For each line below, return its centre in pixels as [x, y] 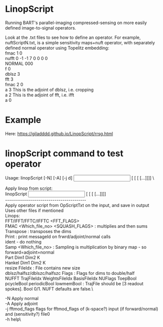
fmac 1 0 [14, 53]
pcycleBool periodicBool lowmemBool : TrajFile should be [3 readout [74, 283]
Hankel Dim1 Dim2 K [25, 263]
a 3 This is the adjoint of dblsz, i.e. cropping [50, 89]
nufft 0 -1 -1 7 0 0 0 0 [27, 58]
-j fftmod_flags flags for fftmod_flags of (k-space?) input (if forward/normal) [82, 309]
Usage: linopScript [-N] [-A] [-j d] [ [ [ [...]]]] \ [80, 178]
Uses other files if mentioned [34, 210]
